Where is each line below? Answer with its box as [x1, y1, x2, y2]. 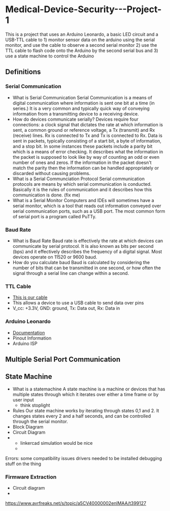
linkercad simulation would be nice [20, 440, 93, 446]
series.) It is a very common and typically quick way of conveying [12, 105, 150, 111]
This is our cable [12, 294, 48, 301]
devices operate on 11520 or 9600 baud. [12, 253, 97, 260]
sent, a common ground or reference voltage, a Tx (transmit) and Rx [12, 127, 155, 133]
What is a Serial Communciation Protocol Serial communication [12, 176, 145, 182]
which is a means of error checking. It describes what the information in [12, 149, 163, 155]
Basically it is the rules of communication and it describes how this [12, 186, 152, 192]
